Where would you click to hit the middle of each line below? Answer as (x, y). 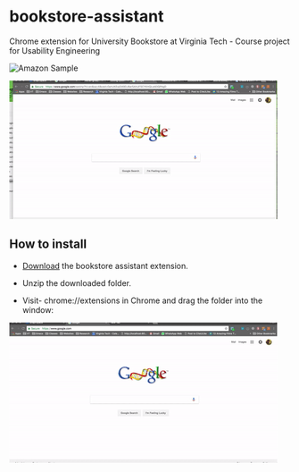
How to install (48, 244)
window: (38, 309)
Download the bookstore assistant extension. (105, 265)
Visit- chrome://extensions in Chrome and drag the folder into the (142, 300)
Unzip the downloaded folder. (77, 282)
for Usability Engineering (55, 50)
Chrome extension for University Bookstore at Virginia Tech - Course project (149, 41)
